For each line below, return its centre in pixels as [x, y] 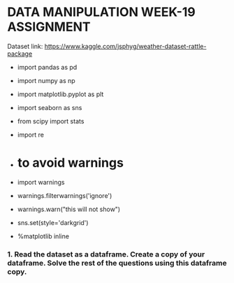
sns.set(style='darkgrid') [53, 222]
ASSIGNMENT [49, 27]
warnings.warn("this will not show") [69, 209]
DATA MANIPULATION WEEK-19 [101, 12]
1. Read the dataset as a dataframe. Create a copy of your [106, 254]
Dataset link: [25, 46]
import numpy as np [46, 80]
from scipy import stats [51, 121]
